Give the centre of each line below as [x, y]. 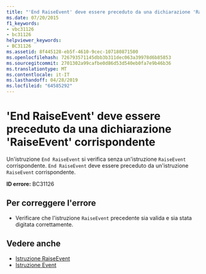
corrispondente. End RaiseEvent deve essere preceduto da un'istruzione [97, 165]
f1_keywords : [23, 23]
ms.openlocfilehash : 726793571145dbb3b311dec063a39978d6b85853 [89, 57]
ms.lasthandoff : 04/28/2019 [42, 80]
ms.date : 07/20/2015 [33, 18]
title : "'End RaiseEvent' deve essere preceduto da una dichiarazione [98, 12]
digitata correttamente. [44, 224]
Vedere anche [34, 244]
